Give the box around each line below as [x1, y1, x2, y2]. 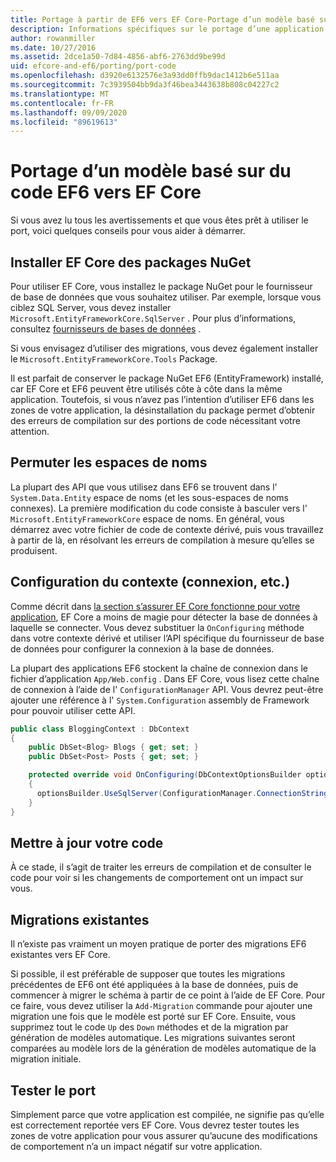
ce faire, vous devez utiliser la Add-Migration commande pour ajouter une [10, 1000, 313, 1012]
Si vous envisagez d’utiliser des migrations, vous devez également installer [10, 342, 319, 354]
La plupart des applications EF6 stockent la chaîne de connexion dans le [10, 662, 308, 674]
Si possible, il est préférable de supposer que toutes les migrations [10, 968, 286, 980]
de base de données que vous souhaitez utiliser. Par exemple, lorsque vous [10, 291, 322, 303]
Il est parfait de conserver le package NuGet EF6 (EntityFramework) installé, [10, 372, 324, 384]
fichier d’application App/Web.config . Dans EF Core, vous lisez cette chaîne [10, 672, 320, 685]
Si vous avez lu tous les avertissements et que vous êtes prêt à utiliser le [10, 214, 309, 226]
